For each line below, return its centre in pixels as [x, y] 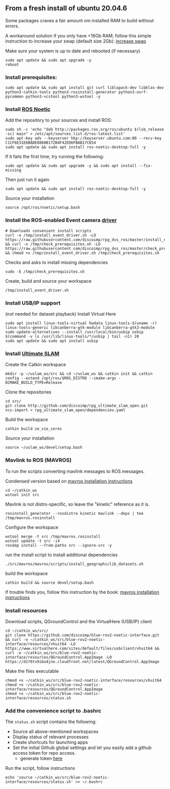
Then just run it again [27, 180]
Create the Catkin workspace [36, 365]
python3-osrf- [133, 92]
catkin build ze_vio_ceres [34, 429]
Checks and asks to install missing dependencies [56, 262]
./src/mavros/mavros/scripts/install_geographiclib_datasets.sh [74, 564]
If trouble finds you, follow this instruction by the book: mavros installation [82, 592]
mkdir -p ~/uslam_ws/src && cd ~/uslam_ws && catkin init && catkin [79, 374]
